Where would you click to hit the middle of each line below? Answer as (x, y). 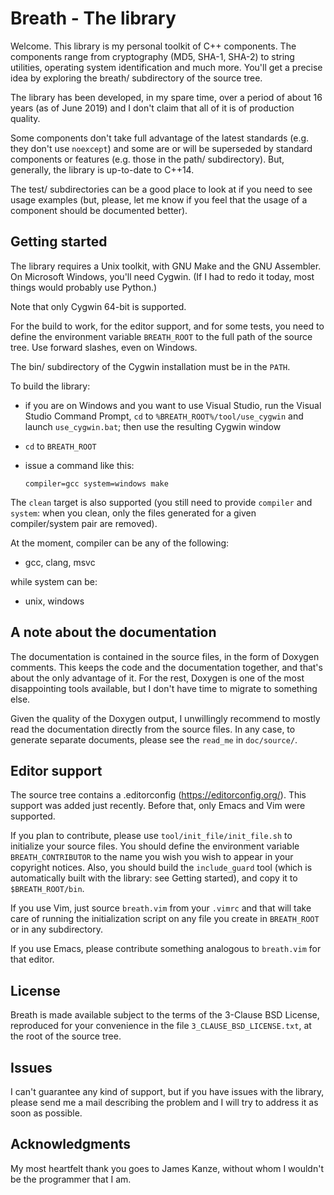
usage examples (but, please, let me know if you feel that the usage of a (159, 199)
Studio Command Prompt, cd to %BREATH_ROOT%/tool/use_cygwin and (164, 416)
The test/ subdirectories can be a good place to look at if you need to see (161, 189)
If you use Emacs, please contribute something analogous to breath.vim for (166, 949)
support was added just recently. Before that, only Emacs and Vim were (158, 806)
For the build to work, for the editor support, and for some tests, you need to (167, 326)
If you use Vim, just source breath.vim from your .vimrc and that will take (161, 908)
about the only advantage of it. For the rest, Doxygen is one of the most (157, 678)
